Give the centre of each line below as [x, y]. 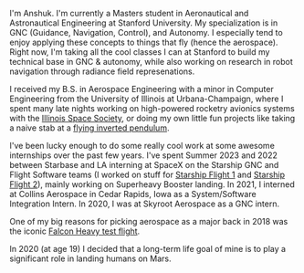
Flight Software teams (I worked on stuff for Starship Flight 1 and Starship [147, 174]
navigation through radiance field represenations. [102, 71]
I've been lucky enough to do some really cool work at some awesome [142, 146]
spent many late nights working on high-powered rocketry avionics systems [152, 108]
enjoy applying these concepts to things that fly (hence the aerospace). [144, 42]
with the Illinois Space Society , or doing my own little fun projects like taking [152, 118]
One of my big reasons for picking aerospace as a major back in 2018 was [149, 221]
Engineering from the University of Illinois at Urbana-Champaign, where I [147, 99]
